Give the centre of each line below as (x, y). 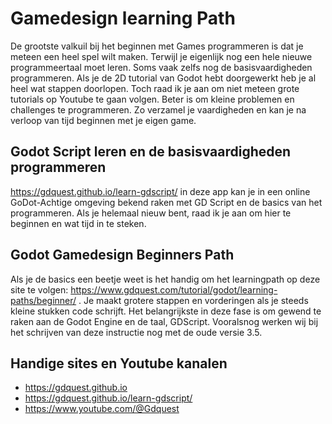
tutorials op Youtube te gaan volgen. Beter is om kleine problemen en (152, 99)
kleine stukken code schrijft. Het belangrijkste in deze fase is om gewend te (166, 311)
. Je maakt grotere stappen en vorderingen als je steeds (193, 300)
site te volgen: (39, 289)
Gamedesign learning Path (123, 18)
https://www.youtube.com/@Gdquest (102, 409)
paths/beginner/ (43, 300)
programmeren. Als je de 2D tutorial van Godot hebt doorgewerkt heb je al (163, 78)
